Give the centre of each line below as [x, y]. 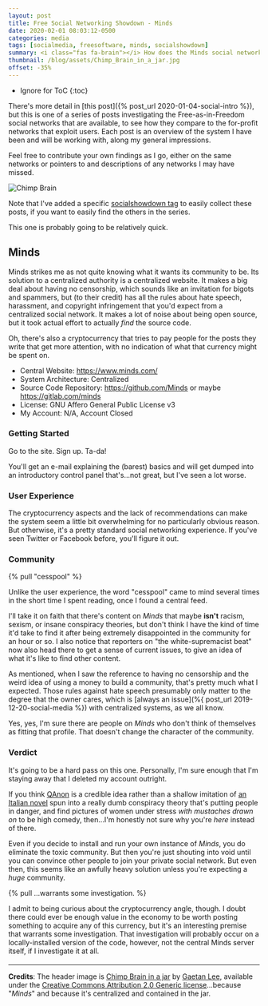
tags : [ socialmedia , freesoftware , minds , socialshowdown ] [108, 46]
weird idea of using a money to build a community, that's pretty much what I [133, 682]
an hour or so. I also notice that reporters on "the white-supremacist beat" [130, 642]
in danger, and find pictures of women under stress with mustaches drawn [131, 811]
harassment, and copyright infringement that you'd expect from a [116, 305]
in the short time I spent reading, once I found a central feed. [108, 601]
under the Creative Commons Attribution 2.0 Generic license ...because [125, 985]
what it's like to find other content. [65, 658]
